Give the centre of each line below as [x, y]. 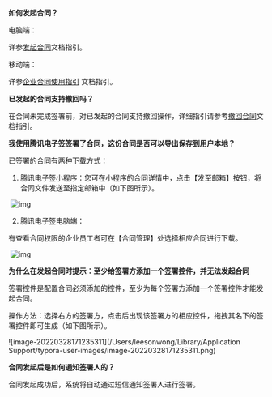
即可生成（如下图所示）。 [70, 326]
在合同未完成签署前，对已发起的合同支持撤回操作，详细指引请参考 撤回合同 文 [136, 116]
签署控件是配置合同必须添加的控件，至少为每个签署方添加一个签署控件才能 [132, 288]
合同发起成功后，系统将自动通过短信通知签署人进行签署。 [104, 384]
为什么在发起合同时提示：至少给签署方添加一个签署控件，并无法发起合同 [129, 271]
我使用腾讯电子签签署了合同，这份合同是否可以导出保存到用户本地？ [122, 143]
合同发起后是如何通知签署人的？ [62, 367]
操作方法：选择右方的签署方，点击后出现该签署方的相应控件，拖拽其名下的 [132, 316]
